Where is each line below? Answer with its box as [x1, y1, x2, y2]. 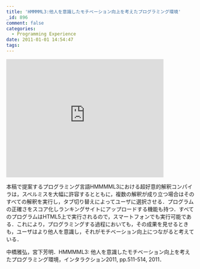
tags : [6, 43, 20, 49]
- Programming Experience [11, 31, 77, 37]
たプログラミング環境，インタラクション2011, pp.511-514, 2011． [6, 256, 165, 263]
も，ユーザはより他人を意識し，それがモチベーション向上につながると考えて [6, 228, 195, 235]
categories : [6, 25, 36, 32]
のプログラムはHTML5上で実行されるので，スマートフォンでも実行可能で [6, 213, 187, 220]
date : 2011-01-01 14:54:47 [6, 37, 74, 43]
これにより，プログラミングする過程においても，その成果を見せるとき [16, 220, 189, 228]
